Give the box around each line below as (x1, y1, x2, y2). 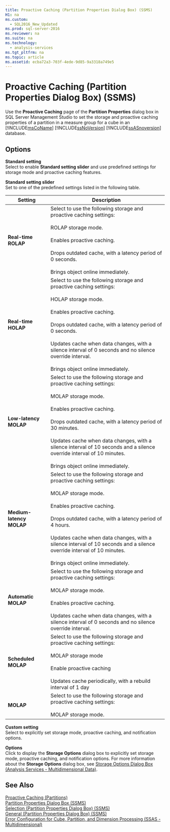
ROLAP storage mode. (50, 224, 103, 231)
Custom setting (5, 724, 39, 730)
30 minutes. (50, 425, 79, 431)
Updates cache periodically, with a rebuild (50, 678, 151, 684)
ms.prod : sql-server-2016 (5, 26, 60, 31)
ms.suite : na (5, 36, 33, 41)
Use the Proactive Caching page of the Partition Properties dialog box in (5, 109, 159, 115)
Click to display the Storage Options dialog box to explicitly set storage (5, 750, 154, 756)
